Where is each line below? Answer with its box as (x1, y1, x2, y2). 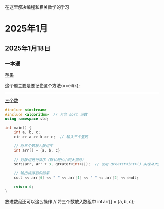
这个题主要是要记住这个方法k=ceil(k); (5, 82, 80, 88)
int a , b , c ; (14, 130, 41, 135)
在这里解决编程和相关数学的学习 (5, 4, 69, 10)
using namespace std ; (5, 116, 49, 121)
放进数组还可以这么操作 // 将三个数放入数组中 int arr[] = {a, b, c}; (5, 198, 135, 204)
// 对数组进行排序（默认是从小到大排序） (14, 157, 86, 162)
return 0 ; (14, 184, 34, 189)
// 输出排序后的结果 (14, 171, 50, 176)
